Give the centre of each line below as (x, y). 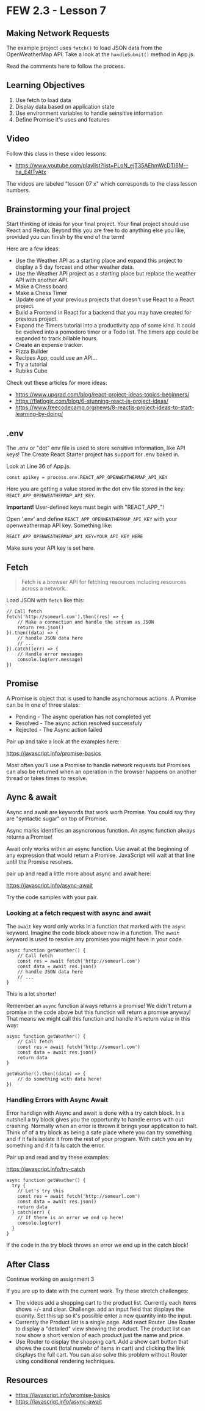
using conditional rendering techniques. (65, 1361)
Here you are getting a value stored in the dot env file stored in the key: (95, 489)
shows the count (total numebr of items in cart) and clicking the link (100, 1348)
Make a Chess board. (42, 286)
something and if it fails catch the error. (56, 1145)
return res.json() (41, 628)
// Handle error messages (50, 654)
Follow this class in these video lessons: (56, 153)
